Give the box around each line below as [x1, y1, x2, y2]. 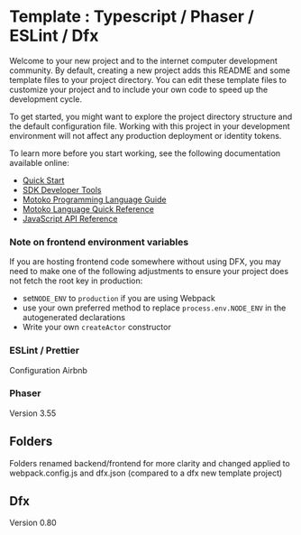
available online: [9, 157, 69, 168]
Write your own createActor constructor [22, 322, 171, 333]
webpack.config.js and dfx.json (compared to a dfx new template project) [9, 467, 283, 478]
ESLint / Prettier [9, 345, 79, 357]
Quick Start [22, 174, 65, 186]
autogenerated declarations [22, 312, 126, 323]
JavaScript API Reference [22, 213, 118, 224]
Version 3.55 [9, 408, 57, 419]
